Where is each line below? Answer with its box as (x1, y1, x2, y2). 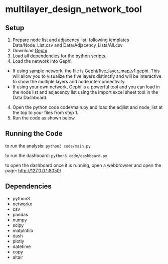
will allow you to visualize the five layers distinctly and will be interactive (12, 73, 161, 79)
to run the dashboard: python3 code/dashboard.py (5, 152, 108, 159)
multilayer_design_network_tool (5, 4, 142, 15)
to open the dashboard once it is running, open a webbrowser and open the (5, 162, 161, 168)
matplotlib (12, 227, 34, 233)
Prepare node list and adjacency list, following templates (12, 37, 129, 43)
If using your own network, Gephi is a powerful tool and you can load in (12, 84, 160, 90)
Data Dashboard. (12, 94, 48, 100)
